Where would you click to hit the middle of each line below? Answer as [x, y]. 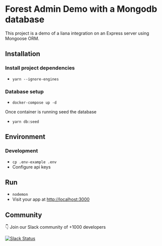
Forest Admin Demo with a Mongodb [81, 9]
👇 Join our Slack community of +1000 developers [55, 227]
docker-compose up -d [34, 103]
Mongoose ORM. [22, 38]
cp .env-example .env [34, 162]
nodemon [20, 195]
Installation [23, 54]
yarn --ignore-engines [35, 79]
